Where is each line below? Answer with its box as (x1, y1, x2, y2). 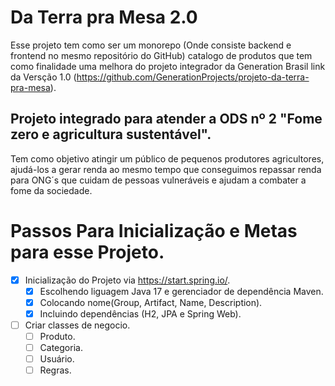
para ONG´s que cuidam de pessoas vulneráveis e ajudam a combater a (10, 174, 307, 186)
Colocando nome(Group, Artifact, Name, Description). (39, 296, 263, 308)
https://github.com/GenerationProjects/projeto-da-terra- (76, 71, 310, 83)
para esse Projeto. (10, 241, 165, 263)
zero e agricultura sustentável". (10, 126, 212, 143)
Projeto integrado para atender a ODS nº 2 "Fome (10, 111, 323, 128)
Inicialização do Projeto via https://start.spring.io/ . (24, 274, 231, 286)
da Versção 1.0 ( (10, 71, 77, 83)
